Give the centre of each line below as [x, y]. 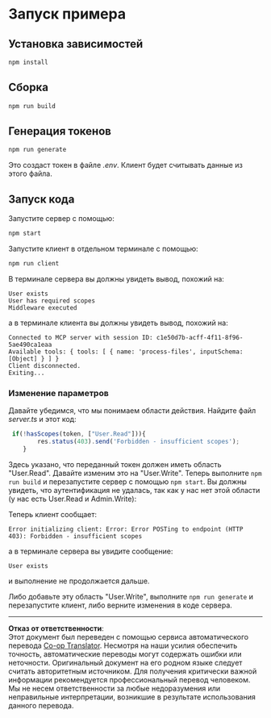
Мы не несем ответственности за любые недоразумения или [115, 688]
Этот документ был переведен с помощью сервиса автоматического [128, 637]
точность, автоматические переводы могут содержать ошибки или [125, 653]
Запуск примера [67, 14]
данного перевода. [41, 705]
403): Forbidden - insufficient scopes [75, 536]
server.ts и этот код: [42, 420]
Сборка [28, 88]
